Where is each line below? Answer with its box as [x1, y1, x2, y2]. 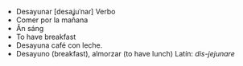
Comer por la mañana [15, 15, 89, 25]
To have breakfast [15, 32, 76, 41]
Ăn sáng [15, 24, 44, 33]
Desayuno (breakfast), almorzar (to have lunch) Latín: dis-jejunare [15, 49, 235, 58]
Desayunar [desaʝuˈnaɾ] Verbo [15, 7, 116, 16]
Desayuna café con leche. [15, 41, 103, 50]
